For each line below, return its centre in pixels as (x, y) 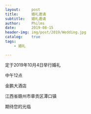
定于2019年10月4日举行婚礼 (33, 65)
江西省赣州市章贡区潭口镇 (31, 96)
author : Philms (25, 23)
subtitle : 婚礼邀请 (26, 19)
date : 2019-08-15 (29, 28)
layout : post (23, 10)
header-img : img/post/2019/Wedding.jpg (46, 32)
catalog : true (23, 37)
